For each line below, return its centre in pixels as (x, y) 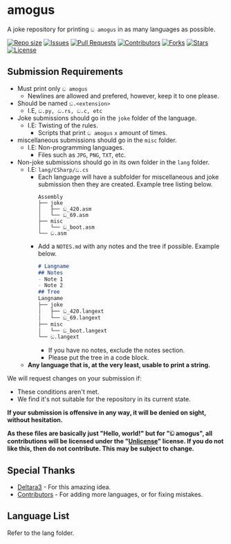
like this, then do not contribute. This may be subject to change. (101, 448)
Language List (38, 516)
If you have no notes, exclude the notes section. (117, 350)
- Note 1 (50, 279)
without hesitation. (35, 420)
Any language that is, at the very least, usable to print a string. (119, 365)
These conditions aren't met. (58, 392)
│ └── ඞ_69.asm (63, 215)
